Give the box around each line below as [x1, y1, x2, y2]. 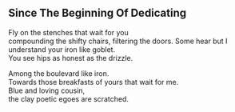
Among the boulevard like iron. [8, 68, 110, 78]
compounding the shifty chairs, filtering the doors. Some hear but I [8, 36, 228, 46]
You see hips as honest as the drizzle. [8, 53, 133, 62]
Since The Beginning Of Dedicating [8, 6, 187, 20]
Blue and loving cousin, [8, 86, 86, 95]
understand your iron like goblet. [8, 44, 116, 54]
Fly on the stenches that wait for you [8, 27, 129, 37]
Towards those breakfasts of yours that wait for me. [8, 77, 179, 86]
